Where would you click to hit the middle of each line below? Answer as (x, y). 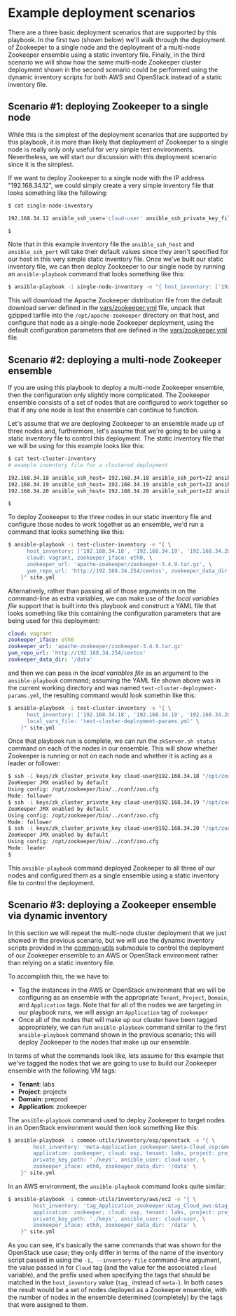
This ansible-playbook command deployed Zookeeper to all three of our (112, 868)
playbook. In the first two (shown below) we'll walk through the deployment (117, 39)
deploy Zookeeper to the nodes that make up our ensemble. (105, 1042)
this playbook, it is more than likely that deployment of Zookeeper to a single (118, 142)
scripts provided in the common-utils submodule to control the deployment (116, 948)
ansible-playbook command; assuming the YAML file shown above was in (114, 680)
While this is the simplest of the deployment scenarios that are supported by (118, 134)
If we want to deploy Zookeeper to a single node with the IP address (106, 177)
